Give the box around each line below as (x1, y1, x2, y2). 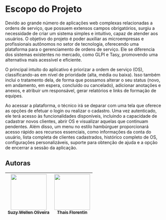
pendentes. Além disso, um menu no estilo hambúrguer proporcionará (5, 123, 149, 130)
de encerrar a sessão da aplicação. (5, 145, 78, 150)
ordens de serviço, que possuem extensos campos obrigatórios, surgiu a (5, 25, 155, 31)
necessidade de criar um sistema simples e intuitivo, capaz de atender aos (5, 30, 158, 36)
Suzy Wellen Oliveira (7, 210, 50, 215)
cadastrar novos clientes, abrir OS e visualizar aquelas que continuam (5, 118, 148, 124)
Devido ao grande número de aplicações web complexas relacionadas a (5, 20, 153, 26)
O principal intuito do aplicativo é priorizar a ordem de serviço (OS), (5, 66, 144, 73)
